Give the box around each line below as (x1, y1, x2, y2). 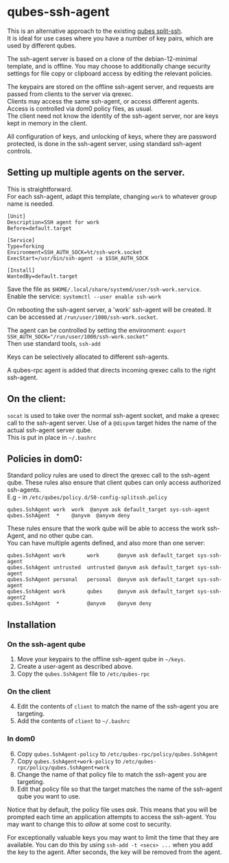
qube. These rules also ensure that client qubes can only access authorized (7, 478, 221, 487)
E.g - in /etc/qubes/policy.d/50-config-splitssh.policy (7, 493, 168, 501)
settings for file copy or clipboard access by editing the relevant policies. (7, 69, 213, 78)
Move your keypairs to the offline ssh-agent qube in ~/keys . (16, 655, 186, 663)
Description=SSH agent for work (7, 219, 99, 226)
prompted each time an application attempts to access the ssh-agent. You (7, 812, 217, 820)
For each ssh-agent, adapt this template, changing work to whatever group (7, 192, 217, 200)
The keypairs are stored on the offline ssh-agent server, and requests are (7, 82, 215, 91)
